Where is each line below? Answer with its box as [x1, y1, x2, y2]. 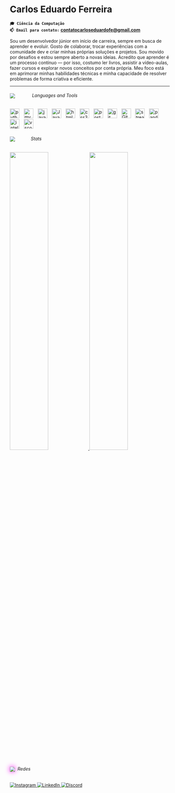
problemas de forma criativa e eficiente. [10, 75, 93, 82]
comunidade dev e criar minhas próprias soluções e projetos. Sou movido [10, 48, 164, 54]
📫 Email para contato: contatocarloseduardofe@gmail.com [10, 26, 141, 33]
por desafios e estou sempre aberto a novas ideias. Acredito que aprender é [10, 54, 169, 60]
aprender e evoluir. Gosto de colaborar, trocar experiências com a [10, 43, 148, 49]
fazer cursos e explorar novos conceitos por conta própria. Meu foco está [10, 65, 164, 71]
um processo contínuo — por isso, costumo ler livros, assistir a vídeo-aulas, [10, 60, 168, 66]
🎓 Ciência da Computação [10, 21, 64, 26]
